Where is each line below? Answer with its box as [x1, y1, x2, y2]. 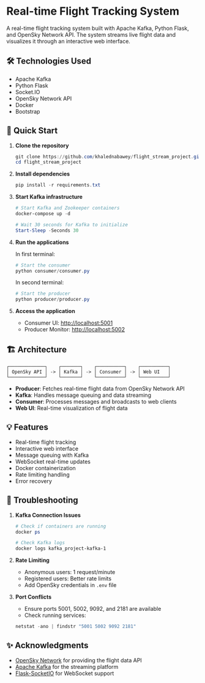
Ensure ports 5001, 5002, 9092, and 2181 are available [24, 605, 162, 613]
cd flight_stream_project [15, 159, 81, 166]
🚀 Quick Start [6, 125, 58, 136]
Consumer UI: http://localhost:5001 [24, 319, 113, 327]
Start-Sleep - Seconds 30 [15, 227, 79, 234]
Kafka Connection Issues [15, 511, 81, 519]
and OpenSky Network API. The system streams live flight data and [6, 31, 176, 38]
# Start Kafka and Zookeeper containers [15, 205, 120, 212]
